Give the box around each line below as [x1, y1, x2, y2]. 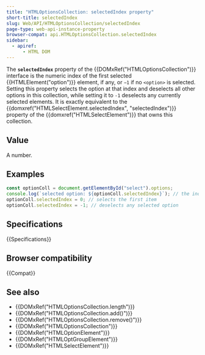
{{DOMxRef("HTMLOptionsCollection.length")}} [15, 303, 135, 310]
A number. [6, 151, 32, 159]
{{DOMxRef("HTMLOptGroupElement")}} [15, 335, 118, 343]
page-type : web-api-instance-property [6, 26, 105, 32]
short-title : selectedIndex [6, 15, 78, 21]
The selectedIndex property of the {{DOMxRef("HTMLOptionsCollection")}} [6, 65, 196, 73]
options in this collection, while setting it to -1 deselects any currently [6, 91, 181, 98]
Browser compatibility [6, 253, 93, 263]
